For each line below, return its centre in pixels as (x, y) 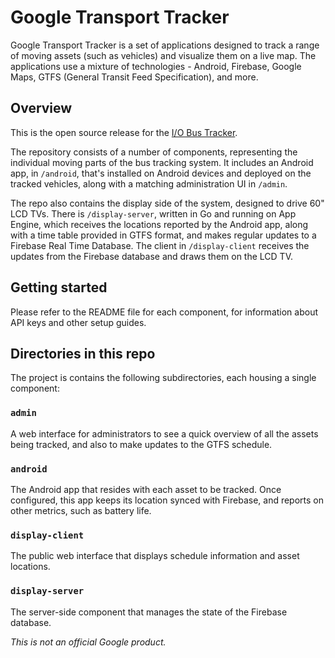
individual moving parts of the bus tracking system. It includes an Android (162, 162)
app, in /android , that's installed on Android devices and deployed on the (161, 173)
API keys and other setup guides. (78, 322)
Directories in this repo (83, 353)
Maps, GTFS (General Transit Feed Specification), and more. (134, 77)
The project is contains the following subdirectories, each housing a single (163, 378)
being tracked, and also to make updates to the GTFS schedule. (141, 444)
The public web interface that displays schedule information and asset (155, 556)
